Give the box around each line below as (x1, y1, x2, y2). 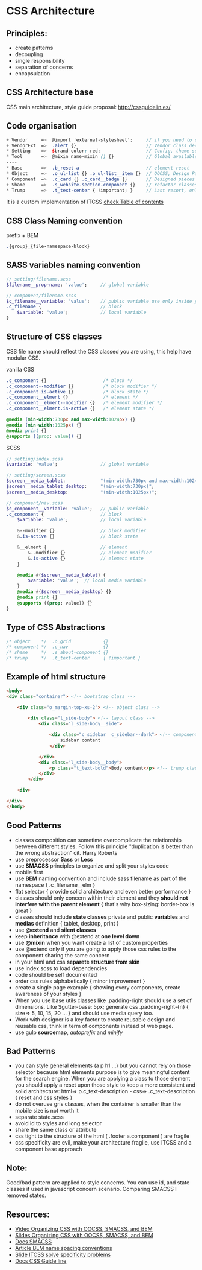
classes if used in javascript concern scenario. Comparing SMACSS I (6, 1186, 177, 1193)
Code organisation (6, 121, 77, 131)
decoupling (14, 51, 43, 58)
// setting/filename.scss (6, 276, 71, 282)
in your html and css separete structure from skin (14, 958, 140, 965)
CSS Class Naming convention (6, 215, 123, 226)
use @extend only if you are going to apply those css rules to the (14, 945, 176, 953)
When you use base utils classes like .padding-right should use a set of (14, 997, 192, 1004)
